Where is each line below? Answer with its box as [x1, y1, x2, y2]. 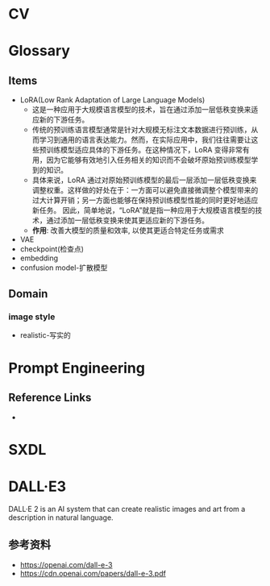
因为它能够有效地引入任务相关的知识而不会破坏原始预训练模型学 [46, 155, 259, 165]
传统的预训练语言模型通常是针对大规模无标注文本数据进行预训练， [31, 125, 251, 135]
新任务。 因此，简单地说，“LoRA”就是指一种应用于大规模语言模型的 [31, 206, 255, 215]
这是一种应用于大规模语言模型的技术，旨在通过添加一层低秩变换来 [31, 105, 251, 114]
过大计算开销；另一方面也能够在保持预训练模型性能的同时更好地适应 [31, 195, 259, 206]
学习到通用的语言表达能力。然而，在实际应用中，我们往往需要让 [39, 135, 251, 145]
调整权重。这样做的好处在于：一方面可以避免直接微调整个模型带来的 [31, 185, 259, 195]
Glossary [8, 42, 71, 60]
